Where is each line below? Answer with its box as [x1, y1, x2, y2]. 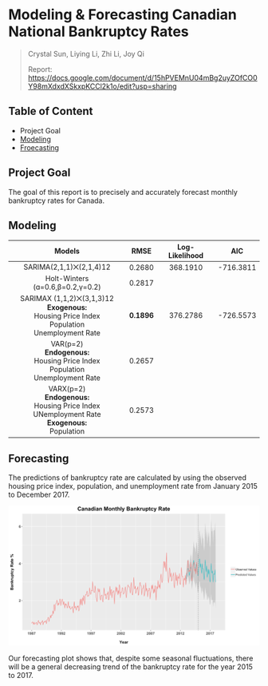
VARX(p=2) [48, 384, 86, 394]
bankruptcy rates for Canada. [8, 196, 105, 205]
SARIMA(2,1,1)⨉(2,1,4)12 [23, 262, 111, 272]
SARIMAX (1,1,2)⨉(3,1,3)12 [19, 293, 114, 303]
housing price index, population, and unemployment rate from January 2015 [8, 482, 258, 491]
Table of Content [8, 105, 93, 118]
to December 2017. [8, 490, 70, 500]
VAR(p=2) [50, 339, 84, 348]
